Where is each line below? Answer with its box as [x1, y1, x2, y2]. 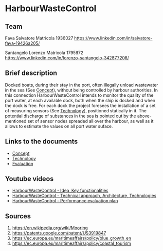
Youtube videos [5, 175, 54, 183]
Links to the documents [5, 137, 78, 146]
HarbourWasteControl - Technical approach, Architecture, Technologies [12, 193, 157, 198]
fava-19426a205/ [5, 40, 40, 46]
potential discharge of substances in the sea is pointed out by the [5, 113, 136, 119]
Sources [5, 212, 31, 220]
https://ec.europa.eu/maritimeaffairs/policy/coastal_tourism [12, 240, 131, 246]
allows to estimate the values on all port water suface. [5, 123, 113, 129]
